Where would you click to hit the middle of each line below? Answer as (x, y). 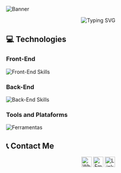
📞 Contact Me (30, 146)
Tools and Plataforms (37, 115)
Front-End (21, 59)
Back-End (20, 86)
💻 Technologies (36, 39)
